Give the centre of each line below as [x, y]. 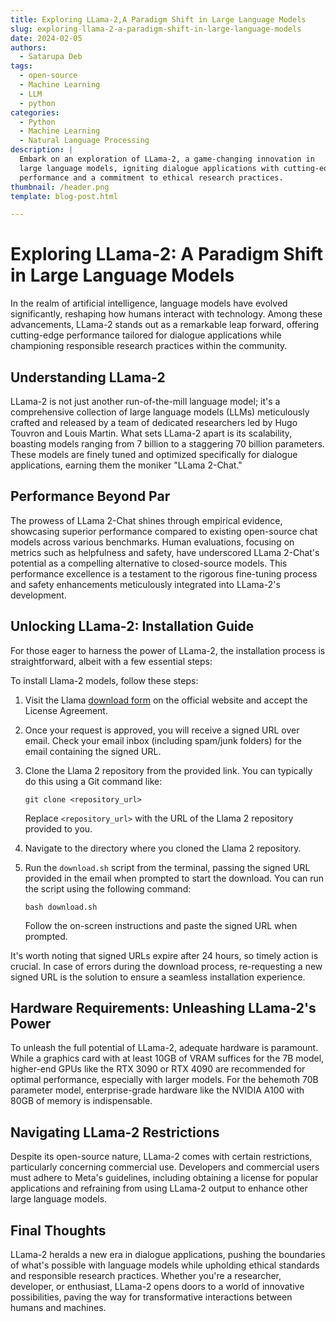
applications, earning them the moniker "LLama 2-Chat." [126, 465]
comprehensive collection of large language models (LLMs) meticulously [160, 412]
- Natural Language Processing [84, 141]
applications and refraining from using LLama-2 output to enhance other [159, 1188]
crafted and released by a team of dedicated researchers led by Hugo [154, 422]
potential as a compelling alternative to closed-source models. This [149, 563]
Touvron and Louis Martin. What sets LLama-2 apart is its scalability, [151, 433]
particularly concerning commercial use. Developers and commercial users [165, 1167]
